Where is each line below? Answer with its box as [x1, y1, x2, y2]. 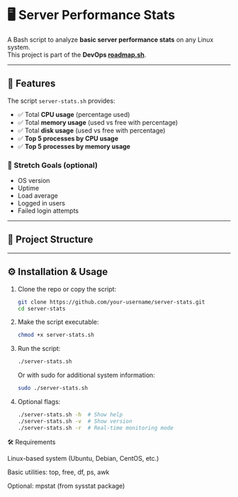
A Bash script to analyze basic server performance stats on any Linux [7, 35, 214, 44]
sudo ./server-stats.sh [17, 385, 89, 392]
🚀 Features [7, 77, 56, 90]
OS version [17, 177, 50, 185]
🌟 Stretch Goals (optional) [7, 160, 98, 170]
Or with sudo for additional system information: [17, 371, 156, 379]
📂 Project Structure [7, 233, 93, 246]
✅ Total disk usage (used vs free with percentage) [17, 126, 166, 135]
